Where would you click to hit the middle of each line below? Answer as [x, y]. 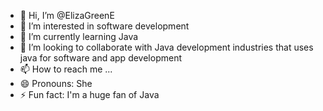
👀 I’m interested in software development [104, 26]
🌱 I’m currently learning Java [79, 36]
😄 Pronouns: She [56, 83]
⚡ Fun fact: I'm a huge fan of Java [89, 94]
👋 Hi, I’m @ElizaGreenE [67, 15]
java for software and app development [100, 58]
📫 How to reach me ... [66, 69]
